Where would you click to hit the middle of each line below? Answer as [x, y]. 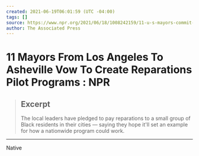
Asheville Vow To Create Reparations [99, 70]
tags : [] [17, 17]
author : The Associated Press [44, 28]
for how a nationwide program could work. [73, 131]
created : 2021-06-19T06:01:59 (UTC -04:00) [61, 12]
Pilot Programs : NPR [58, 82]
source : [16, 22]
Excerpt [35, 104]
